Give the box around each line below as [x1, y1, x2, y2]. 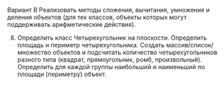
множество [17, 48, 52, 56]
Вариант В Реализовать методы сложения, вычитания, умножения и [7, 6, 210, 14]
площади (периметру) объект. [17, 70, 107, 78]
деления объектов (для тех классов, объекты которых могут [7, 13, 187, 21]
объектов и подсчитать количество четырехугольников [53, 48, 218, 56]
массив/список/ [165, 41, 214, 49]
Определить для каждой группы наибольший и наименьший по [17, 63, 205, 71]
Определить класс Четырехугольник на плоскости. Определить [17, 34, 207, 42]
